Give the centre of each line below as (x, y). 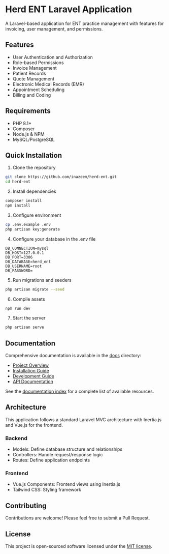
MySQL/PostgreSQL (33, 139)
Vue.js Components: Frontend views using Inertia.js (66, 484)
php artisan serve (25, 327)
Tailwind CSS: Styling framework (47, 490)
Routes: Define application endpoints (51, 460)
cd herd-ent (18, 182)
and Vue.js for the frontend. (34, 425)
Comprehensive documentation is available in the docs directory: (73, 356)
